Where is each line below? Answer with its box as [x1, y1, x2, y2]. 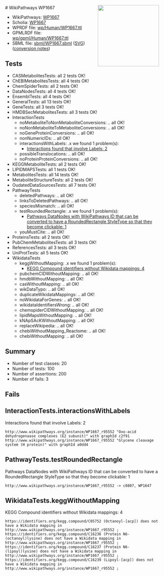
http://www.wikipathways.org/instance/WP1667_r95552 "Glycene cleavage [5, 438, 154, 443]
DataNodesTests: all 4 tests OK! [12, 88, 76, 94]
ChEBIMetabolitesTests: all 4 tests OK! [12, 78, 89, 84]
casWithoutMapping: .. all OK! [19, 281, 80, 287]
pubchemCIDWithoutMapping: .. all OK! [19, 271, 99, 276]
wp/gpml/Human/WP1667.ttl [12, 35, 69, 41]
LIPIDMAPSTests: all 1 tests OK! [12, 166, 76, 172]
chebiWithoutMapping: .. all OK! [19, 333, 83, 339]
